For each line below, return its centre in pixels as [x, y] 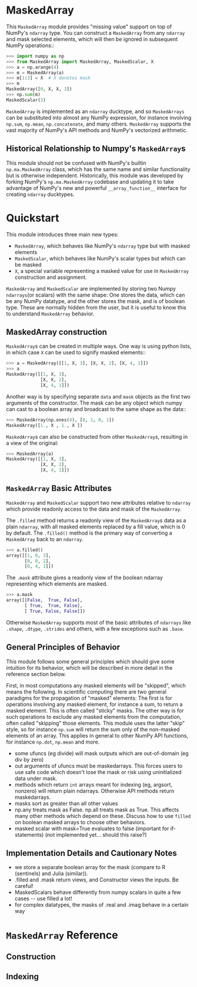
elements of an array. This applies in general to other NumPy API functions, [97, 735]
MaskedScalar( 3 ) [26, 100]
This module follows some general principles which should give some [90, 662]
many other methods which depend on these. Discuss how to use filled [103, 816]
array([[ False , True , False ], [44, 600]
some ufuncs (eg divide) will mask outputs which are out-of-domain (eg [102, 753]
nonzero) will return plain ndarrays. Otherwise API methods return [94, 791]
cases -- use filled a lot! [43, 899]
